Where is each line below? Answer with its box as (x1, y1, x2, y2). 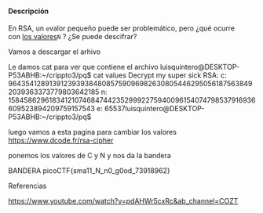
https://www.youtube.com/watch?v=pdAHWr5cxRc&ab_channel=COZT (8, 197, 239, 206)
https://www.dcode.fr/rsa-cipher (8, 135, 114, 145)
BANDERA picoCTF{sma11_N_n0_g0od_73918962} (8, 166, 170, 175)
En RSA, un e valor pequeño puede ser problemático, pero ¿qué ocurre (8, 23, 236, 33)
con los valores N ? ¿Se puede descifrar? (8, 32, 137, 42)
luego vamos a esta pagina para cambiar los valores (8, 128, 177, 137)
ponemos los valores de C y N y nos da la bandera (8, 151, 171, 161)
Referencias (8, 181, 47, 191)
